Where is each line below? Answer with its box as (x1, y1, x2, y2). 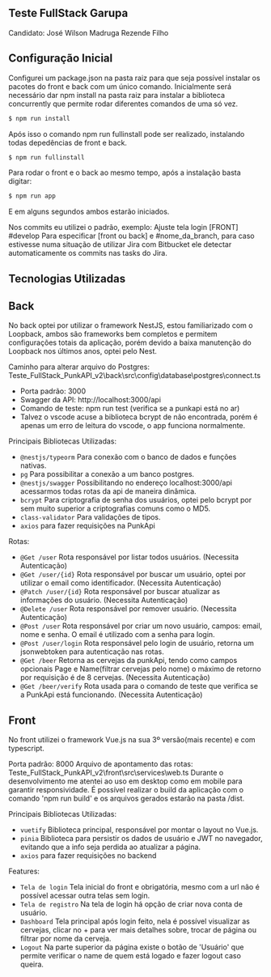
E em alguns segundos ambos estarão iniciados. (8, 206, 170, 217)
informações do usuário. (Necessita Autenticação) (19, 595, 188, 605)
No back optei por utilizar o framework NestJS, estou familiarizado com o (8, 321, 253, 330)
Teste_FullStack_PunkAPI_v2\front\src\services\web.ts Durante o (8, 768, 224, 778)
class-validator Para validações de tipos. (19, 512, 161, 522)
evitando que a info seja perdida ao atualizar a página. (19, 842, 201, 852)
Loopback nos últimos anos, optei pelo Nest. (8, 346, 158, 356)
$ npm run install (8, 114, 70, 122)
